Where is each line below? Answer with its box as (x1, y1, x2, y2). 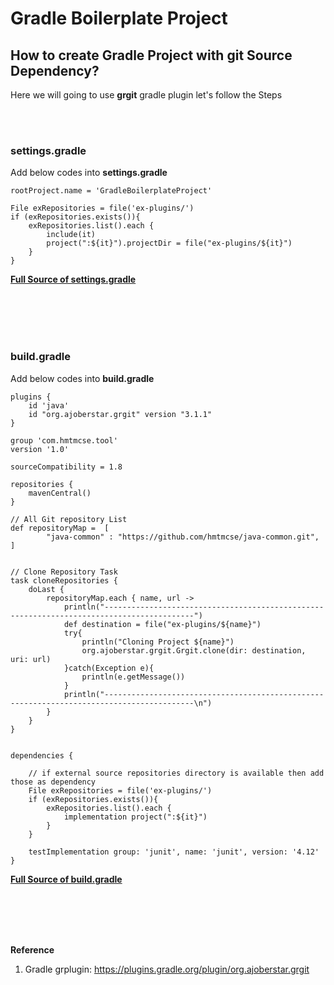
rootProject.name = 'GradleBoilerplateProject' (10, 186, 213, 196)
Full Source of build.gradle (10, 873, 123, 885)
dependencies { (10, 750, 74, 761)
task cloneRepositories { (10, 575, 118, 586)
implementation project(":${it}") (63, 812, 208, 822)
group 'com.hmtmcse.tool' (10, 435, 118, 446)
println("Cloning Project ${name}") (81, 637, 235, 647)
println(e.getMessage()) (81, 672, 186, 682)
